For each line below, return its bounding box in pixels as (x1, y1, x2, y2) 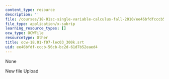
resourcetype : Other (5, 35, 49, 40)
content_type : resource (5, 7, 55, 12)
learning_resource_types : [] (5, 26, 66, 31)
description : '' (5, 12, 39, 17)
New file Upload (5, 68, 39, 74)
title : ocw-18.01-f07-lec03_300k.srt (5, 40, 84, 45)
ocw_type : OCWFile (5, 30, 44, 35)
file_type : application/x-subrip (5, 21, 75, 26)
